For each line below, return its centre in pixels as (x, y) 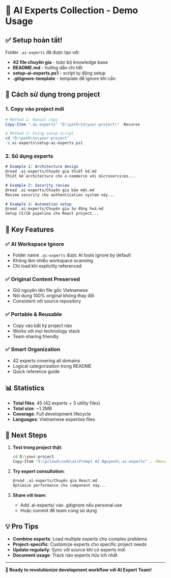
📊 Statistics (25, 388)
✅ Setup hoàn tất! (34, 40)
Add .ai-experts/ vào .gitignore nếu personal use (71, 505)
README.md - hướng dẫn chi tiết (48, 68)
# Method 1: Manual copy (32, 119)
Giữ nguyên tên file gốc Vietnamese (50, 290)
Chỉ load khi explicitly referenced (47, 266)
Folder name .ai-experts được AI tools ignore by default (72, 255)
